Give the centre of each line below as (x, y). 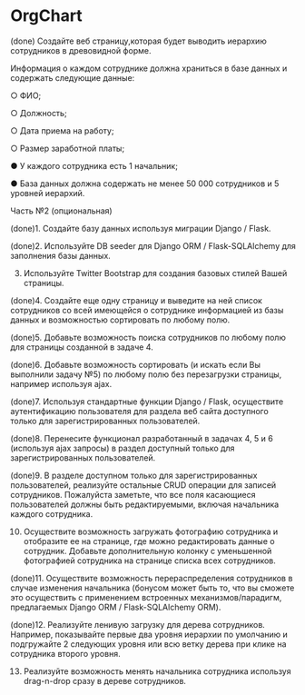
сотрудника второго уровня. (65, 653)
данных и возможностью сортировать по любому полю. (120, 320)
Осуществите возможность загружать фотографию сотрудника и (151, 531)
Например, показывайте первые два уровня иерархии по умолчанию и (149, 634)
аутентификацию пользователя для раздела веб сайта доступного (139, 411)
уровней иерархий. (48, 193)
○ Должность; (39, 113)
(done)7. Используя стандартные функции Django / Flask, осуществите (147, 402)
